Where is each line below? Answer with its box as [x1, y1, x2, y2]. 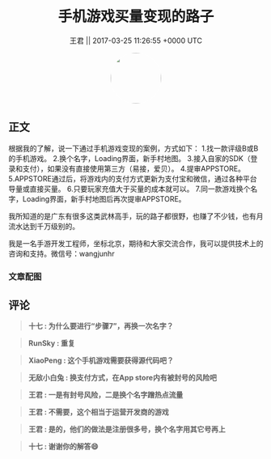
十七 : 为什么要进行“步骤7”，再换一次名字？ [28, 321, 174, 331]
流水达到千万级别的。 [8, 221, 79, 231]
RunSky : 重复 [28, 338, 75, 348]
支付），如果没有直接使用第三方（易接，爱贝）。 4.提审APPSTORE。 [22, 164, 245, 173]
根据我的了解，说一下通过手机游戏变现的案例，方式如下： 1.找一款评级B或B [8, 143, 259, 153]
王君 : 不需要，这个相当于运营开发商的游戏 [28, 407, 170, 417]
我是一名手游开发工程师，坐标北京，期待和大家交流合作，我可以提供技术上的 [8, 238, 264, 248]
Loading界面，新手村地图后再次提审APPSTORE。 [22, 193, 186, 203]
